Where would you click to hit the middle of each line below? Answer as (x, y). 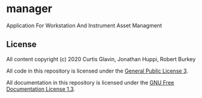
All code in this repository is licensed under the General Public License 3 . (97, 71)
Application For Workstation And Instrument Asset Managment (84, 25)
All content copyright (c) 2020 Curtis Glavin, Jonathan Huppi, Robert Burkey (101, 59)
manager (29, 9)
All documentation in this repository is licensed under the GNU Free (90, 82)
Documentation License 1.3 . (41, 89)
